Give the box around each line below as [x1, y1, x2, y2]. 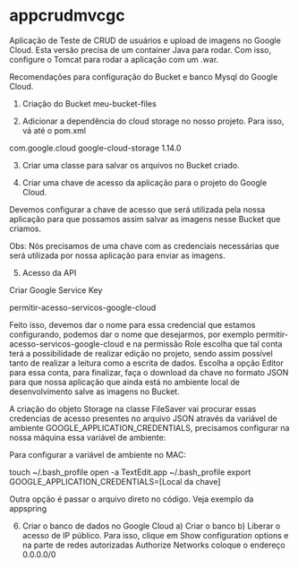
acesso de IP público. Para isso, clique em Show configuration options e [21, 529, 289, 540]
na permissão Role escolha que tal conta [132, 338, 283, 349]
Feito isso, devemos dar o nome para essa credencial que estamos [9, 319, 257, 330]
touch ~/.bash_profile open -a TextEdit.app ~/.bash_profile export [9, 467, 251, 478]
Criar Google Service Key [9, 284, 103, 296]
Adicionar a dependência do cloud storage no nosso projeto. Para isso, [21, 116, 285, 126]
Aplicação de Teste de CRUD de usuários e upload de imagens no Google [9, 35, 282, 46]
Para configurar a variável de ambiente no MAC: [9, 449, 186, 460]
